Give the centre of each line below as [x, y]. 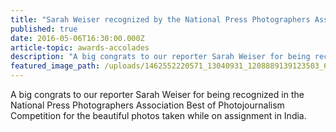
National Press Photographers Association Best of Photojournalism [147, 105]
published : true [44, 29]
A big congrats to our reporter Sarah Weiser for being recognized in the [157, 94]
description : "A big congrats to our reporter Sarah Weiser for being [160, 57]
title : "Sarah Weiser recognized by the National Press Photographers [160, 19]
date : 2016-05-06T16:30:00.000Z [77, 38]
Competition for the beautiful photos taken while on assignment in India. [158, 115]
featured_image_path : [55, 66]
